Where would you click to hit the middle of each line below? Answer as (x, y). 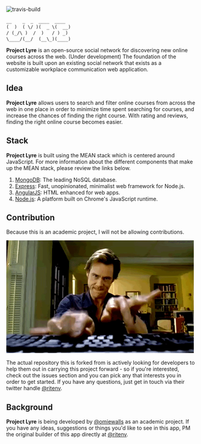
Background (29, 407)
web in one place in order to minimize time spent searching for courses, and (100, 109)
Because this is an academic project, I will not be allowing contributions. (95, 232)
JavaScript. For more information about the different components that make (100, 162)
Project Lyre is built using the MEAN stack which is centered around (91, 155)
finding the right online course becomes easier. (64, 122)
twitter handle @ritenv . (34, 388)
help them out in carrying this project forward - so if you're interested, (93, 369)
